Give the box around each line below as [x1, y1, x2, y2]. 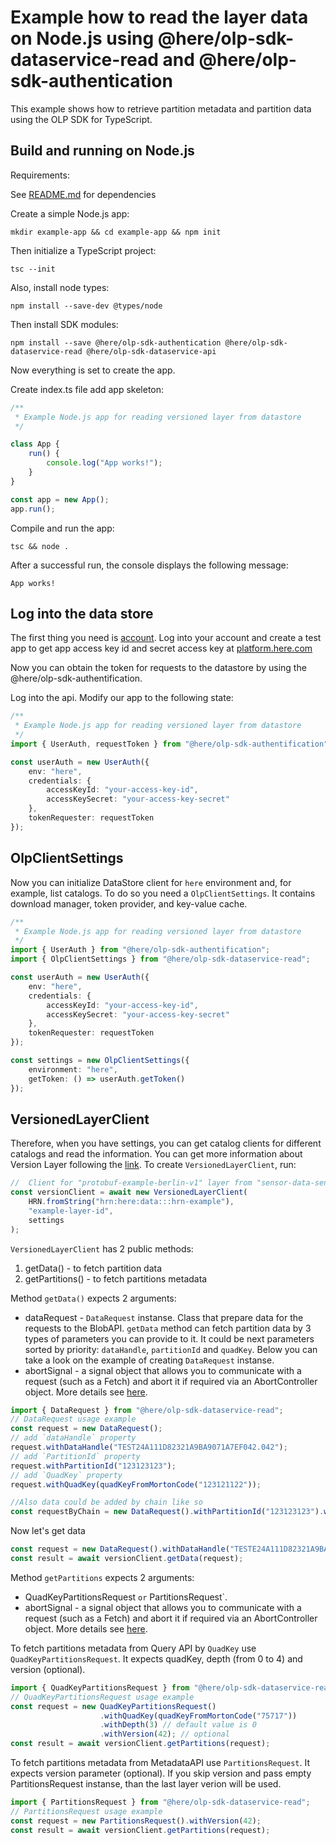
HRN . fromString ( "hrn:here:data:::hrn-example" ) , [28, 1197, 235, 1207]
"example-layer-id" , [28, 1206, 114, 1216]
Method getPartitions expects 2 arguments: [10, 1571, 195, 1583]
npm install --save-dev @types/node [10, 301, 163, 311]
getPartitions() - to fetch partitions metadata [24, 1272, 208, 1285]
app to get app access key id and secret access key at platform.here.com [10, 642, 313, 655]
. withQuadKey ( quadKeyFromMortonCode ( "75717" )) [99, 1711, 298, 1721]
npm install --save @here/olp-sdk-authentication [10, 337, 222, 348]
